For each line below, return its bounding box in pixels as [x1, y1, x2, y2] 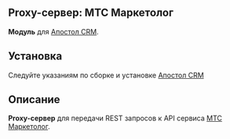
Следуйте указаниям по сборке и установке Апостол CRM [8, 70, 204, 80]
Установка [8, 50, 63, 63]
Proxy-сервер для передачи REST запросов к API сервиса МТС [8, 113, 222, 123]
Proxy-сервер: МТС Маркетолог [8, 6, 174, 20]
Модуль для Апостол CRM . [8, 27, 100, 36]
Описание [8, 93, 60, 106]
